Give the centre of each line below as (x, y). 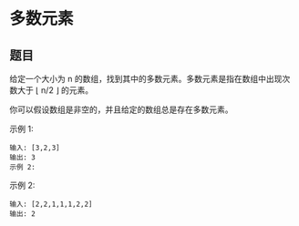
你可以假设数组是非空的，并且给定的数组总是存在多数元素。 (121, 109)
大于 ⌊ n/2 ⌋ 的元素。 (55, 90)
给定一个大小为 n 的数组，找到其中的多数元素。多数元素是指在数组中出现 (146, 79)
